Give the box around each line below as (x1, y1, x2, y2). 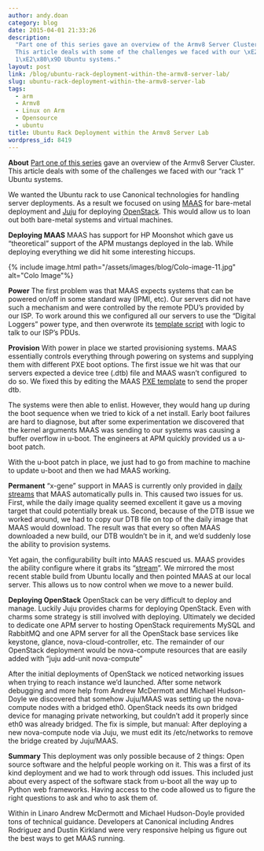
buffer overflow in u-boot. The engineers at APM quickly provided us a (8, 433, 237, 443)
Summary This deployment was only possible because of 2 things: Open (8, 751, 245, 760)
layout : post (8, 63, 51, 71)
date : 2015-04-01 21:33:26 (8, 26, 97, 34)
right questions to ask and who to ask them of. (8, 793, 159, 802)
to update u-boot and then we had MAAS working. (8, 466, 171, 475)
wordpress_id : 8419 (8, 136, 72, 144)
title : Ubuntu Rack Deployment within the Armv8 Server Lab (8, 128, 210, 136)
